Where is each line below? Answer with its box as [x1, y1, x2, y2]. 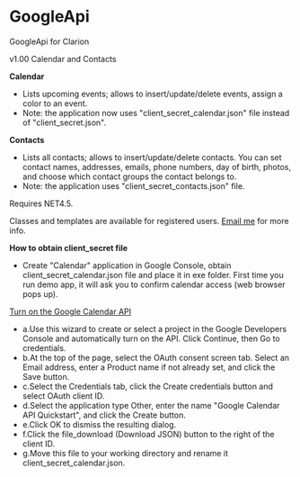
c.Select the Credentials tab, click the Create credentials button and [22, 381, 274, 391]
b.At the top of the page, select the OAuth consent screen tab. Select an [22, 352, 290, 363]
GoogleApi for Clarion [9, 36, 90, 47]
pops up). [22, 288, 58, 299]
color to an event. [22, 97, 88, 109]
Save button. [22, 371, 70, 382]
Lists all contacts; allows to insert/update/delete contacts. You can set [22, 151, 282, 163]
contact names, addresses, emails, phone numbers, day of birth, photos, [22, 161, 292, 172]
